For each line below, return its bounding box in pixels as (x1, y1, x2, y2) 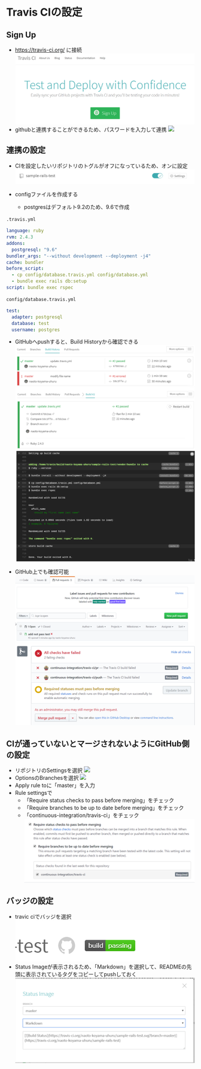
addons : (6, 240, 26, 246)
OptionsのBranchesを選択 (14, 774, 79, 781)
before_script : (6, 266, 44, 272)
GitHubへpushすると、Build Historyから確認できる (14, 338, 139, 345)
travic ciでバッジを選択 (14, 913, 72, 920)
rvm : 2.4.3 (6, 234, 33, 240)
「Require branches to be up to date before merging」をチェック (23, 804, 184, 811)
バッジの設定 (6, 896, 54, 906)
